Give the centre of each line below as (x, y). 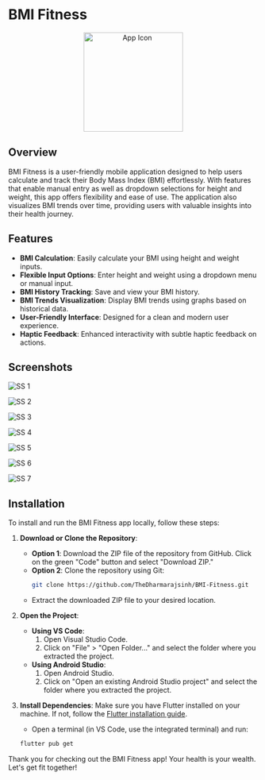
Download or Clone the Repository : (79, 539)
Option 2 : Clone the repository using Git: (98, 570)
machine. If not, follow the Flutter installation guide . (104, 714)
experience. (39, 325)
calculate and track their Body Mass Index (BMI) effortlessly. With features (130, 180)
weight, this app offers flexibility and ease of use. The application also (123, 197)
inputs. (31, 266)
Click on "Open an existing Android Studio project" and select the (150, 682)
